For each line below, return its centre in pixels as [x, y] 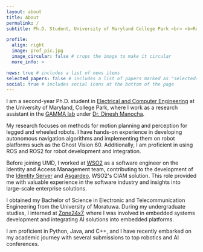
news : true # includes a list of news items [63, 73]
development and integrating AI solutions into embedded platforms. [90, 219]
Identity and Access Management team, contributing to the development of [100, 169]
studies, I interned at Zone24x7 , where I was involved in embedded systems [101, 213]
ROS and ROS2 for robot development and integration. [74, 151]
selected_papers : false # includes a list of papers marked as [88, 78]
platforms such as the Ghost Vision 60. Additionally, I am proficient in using [100, 145]
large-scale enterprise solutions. [47, 189]
